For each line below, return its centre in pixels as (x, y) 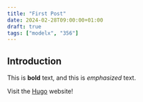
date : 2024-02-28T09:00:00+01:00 (55, 20)
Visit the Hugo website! (40, 92)
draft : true (24, 26)
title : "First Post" (37, 14)
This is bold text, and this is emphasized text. (71, 78)
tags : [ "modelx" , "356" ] (43, 33)
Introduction (35, 61)
